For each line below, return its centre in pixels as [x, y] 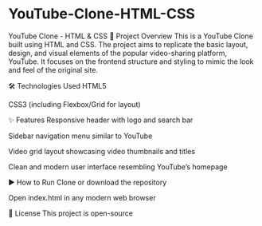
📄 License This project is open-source [71, 213]
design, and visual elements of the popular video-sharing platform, [117, 53]
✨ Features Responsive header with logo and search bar [101, 120]
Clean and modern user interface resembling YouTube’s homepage [118, 167]
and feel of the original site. [53, 69]
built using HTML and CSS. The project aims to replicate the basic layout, [128, 44]
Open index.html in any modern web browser [82, 197]
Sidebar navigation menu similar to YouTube [80, 136]
